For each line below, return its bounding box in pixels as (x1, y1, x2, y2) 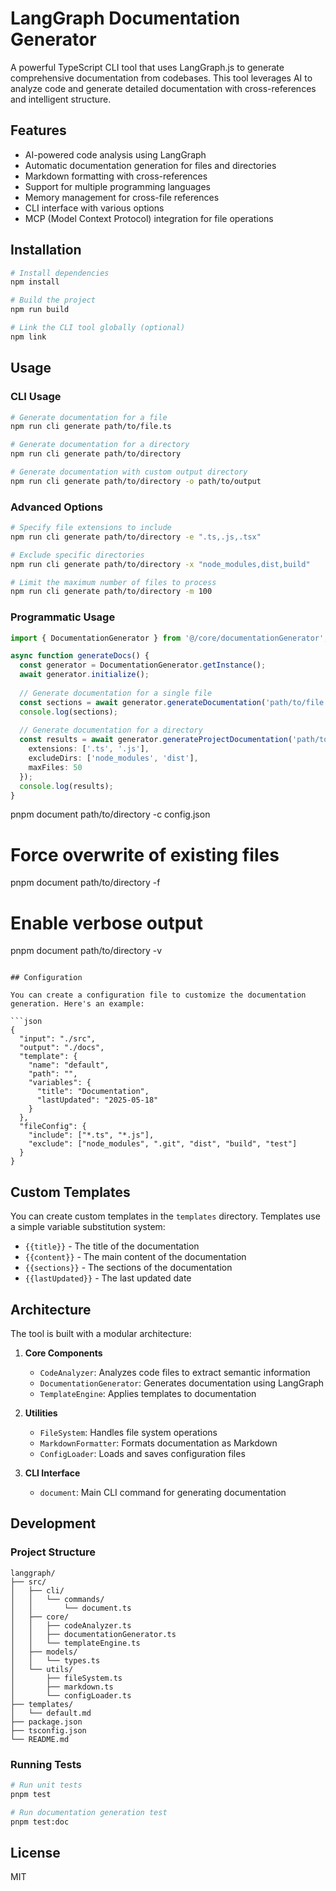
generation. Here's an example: (10, 999, 145, 1009)
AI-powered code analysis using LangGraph (24, 148, 207, 161)
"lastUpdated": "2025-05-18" (36, 1095, 159, 1106)
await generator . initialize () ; (19, 670, 150, 680)
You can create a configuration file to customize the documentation (10, 990, 307, 1001)
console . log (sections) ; (19, 707, 118, 717)
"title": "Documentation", (36, 1087, 150, 1097)
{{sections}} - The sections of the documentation (24, 1262, 233, 1274)
